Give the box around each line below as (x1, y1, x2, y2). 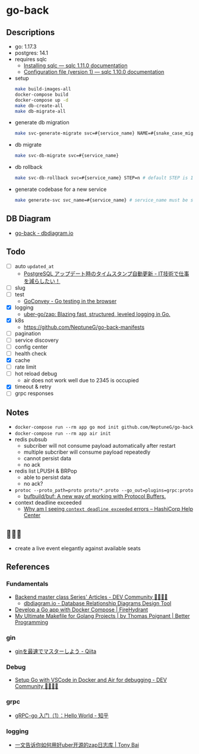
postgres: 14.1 (14, 49, 49, 56)
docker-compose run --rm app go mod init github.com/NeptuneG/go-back (14, 425, 194, 431)
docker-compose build (14, 92, 68, 98)
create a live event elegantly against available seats (14, 545, 141, 552)
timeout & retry (14, 383, 52, 390)
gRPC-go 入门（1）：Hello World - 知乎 (14, 712, 109, 719)
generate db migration (14, 119, 70, 126)
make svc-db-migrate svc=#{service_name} (14, 153, 119, 159)
